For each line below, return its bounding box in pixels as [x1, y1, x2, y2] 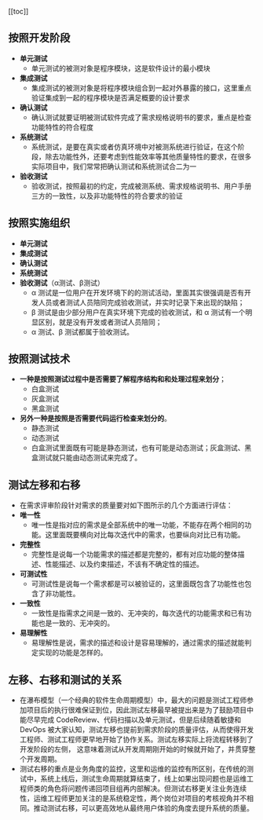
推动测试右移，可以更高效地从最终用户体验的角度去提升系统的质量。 [33, 804, 254, 813]
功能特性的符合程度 [31, 122, 94, 132]
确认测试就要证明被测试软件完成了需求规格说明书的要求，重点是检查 [31, 112, 252, 122]
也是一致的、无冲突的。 [38, 618, 115, 628]
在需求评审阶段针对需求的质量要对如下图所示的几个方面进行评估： [19, 500, 233, 510]
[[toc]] [8, 7, 29, 16]
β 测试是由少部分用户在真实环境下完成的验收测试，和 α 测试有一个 [31, 307, 246, 317]
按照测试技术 [8, 353, 71, 366]
